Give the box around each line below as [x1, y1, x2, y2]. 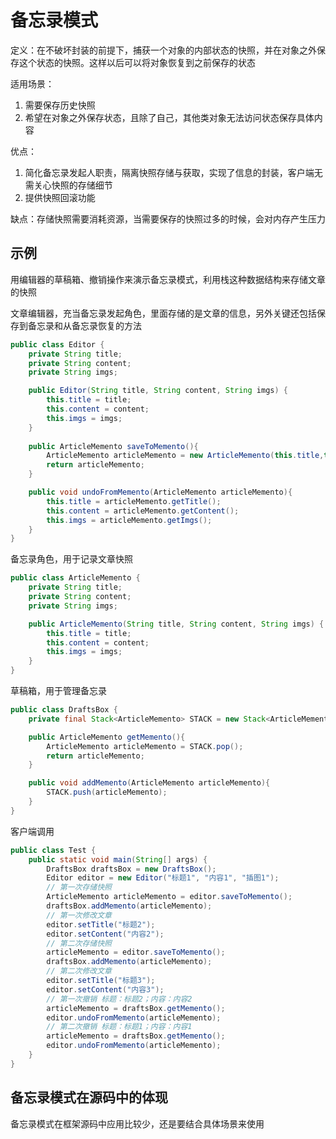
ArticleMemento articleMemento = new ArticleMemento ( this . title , [46, 451, 325, 461]
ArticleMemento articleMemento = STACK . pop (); [46, 741, 244, 751]
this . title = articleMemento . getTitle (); [46, 496, 222, 506]
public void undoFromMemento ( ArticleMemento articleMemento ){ [28, 487, 293, 497]
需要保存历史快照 [24, 99, 96, 111]
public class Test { [10, 845, 97, 855]
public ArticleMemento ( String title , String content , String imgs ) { [28, 619, 325, 629]
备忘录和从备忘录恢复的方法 [27, 319, 142, 331]
